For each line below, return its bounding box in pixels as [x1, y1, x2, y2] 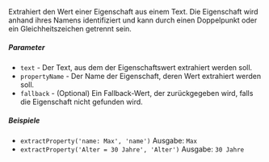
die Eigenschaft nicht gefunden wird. [19, 97, 143, 106]
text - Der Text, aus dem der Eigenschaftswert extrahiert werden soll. [19, 62, 253, 72]
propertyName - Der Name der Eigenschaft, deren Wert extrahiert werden [19, 71, 261, 81]
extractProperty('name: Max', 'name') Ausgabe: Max [19, 135, 198, 145]
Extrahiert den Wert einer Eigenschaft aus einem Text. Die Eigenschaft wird [8, 7, 258, 16]
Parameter [8, 42, 45, 52]
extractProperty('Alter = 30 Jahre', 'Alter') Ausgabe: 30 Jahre [19, 144, 245, 154]
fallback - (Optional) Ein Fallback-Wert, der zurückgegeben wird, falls [19, 88, 254, 98]
